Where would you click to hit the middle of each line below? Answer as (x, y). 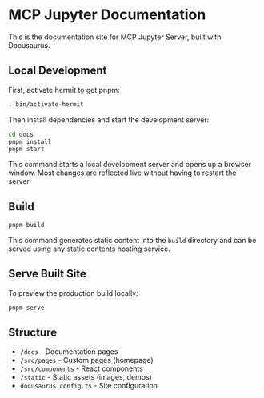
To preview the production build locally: (73, 293)
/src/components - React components (82, 368)
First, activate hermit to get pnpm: (64, 90)
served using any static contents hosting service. (89, 249)
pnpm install (30, 141)
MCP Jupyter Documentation (107, 15)
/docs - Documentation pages (69, 352)
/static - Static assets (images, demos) (86, 377)
